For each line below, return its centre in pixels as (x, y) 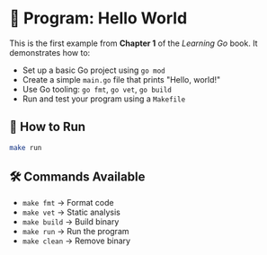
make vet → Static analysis (71, 212)
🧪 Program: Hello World (98, 18)
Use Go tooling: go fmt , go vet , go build (97, 89)
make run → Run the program (76, 232)
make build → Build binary (71, 222)
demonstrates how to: (50, 52)
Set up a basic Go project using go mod (93, 70)
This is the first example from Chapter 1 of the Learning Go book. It (133, 43)
